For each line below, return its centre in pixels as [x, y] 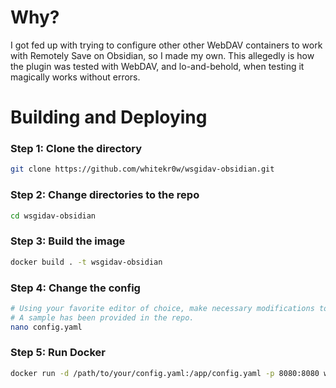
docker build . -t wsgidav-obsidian [86, 262]
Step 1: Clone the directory [76, 149]
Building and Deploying [109, 117]
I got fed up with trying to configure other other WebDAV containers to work [166, 45]
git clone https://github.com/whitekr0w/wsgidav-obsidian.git [142, 169]
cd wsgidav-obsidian [53, 216]
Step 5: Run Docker [58, 353]
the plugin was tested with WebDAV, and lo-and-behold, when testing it [157, 66]
